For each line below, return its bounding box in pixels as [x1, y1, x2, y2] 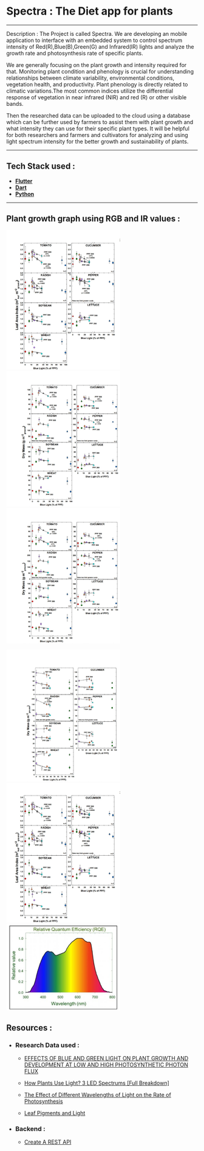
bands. [6, 100, 24, 107]
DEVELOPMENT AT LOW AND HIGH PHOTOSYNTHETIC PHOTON [24, 1061, 188, 1068]
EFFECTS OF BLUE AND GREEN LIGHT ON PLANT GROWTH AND [24, 1054, 189, 1062]
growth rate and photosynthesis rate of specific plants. [6, 49, 144, 57]
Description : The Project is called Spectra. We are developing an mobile [6, 30, 188, 37]
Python [15, 190, 35, 197]
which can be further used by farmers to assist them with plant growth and [6, 118, 194, 125]
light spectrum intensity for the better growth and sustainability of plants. [6, 138, 189, 145]
